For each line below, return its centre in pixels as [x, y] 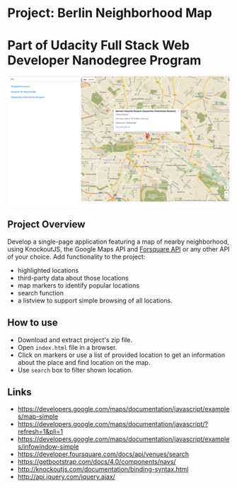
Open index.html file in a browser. [67, 347]
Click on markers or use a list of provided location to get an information [121, 355]
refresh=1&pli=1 [40, 432]
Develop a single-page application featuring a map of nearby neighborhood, [118, 242]
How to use [33, 323]
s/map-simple [38, 416]
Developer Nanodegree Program [104, 61]
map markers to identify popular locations [79, 285]
